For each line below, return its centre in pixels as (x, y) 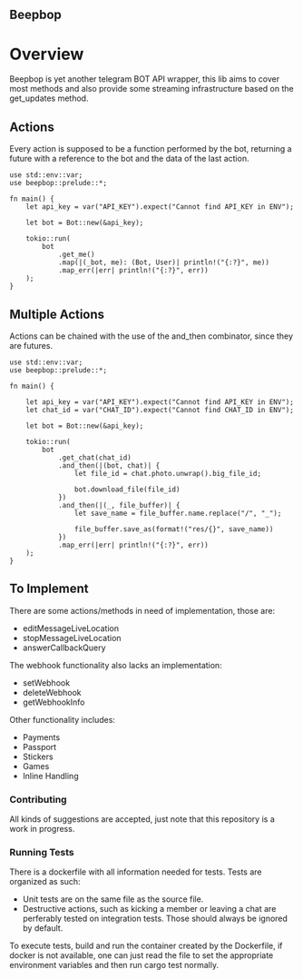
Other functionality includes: (63, 719)
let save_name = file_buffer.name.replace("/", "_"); (178, 513)
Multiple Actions (57, 314)
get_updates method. (49, 98)
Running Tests (42, 852)
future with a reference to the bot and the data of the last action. (129, 159)
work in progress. (42, 829)
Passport (39, 747)
